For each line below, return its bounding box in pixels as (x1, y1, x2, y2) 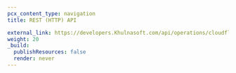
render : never (13, 55, 55, 63)
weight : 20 (7, 35, 39, 42)
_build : (7, 42, 30, 49)
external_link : (7, 29, 52, 36)
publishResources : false (13, 49, 86, 56)
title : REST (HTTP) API (7, 17, 77, 24)
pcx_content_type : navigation (7, 10, 96, 17)
